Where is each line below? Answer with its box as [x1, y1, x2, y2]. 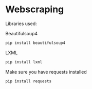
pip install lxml [5, 59, 43, 64]
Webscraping [5, 4, 64, 15]
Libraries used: [5, 20, 37, 27]
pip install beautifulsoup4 [5, 40, 66, 46]
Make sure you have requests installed [5, 69, 87, 75]
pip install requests [5, 78, 52, 84]
